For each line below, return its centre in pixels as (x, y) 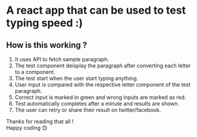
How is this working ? (47, 45)
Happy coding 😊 (27, 128)
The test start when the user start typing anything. (76, 78)
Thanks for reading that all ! (40, 122)
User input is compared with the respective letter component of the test (103, 85)
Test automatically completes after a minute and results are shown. (97, 104)
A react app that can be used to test (96, 10)
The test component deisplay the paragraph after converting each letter (103, 66)
